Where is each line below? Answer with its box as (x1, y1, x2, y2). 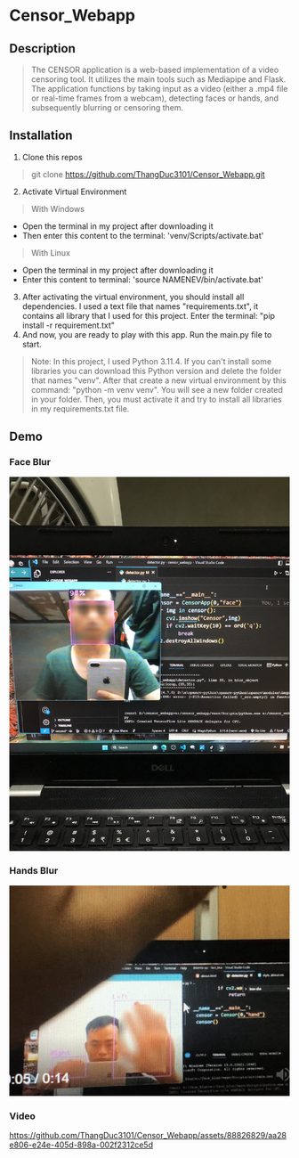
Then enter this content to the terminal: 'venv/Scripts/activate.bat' (21, 230, 264, 241)
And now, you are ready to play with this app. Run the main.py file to (21, 329, 272, 339)
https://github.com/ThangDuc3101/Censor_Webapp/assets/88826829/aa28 (9, 1130, 287, 1141)
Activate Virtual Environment (21, 186, 127, 197)
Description (9, 41, 76, 56)
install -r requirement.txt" (21, 320, 116, 330)
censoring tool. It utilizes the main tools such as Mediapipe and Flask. (30, 74, 287, 85)
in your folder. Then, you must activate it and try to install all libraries (30, 394, 282, 404)
